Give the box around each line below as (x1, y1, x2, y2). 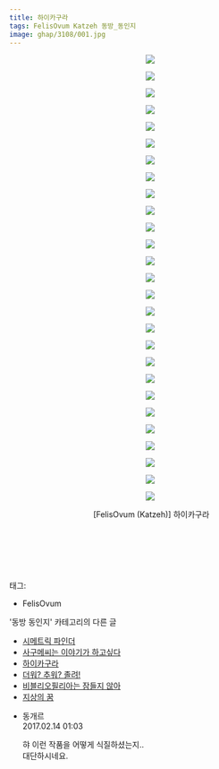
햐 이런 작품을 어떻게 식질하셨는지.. (21, 739, 145, 750)
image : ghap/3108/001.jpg (9, 30, 105, 39)
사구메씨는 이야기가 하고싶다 (21, 647, 122, 658)
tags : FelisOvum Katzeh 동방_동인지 (9, 22, 137, 30)
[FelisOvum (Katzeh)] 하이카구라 (93, 509, 210, 520)
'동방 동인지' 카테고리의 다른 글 (9, 617, 117, 627)
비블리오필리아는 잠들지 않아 (21, 680, 122, 691)
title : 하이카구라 (9, 13, 69, 22)
